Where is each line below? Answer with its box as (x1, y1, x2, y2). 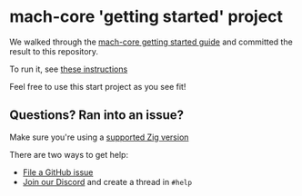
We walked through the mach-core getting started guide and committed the (9, 36, 293, 47)
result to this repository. (9, 45, 98, 56)
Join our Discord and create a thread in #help (22, 176, 193, 187)
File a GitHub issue (22, 166, 94, 178)
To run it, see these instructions (9, 64, 128, 74)
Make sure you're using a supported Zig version (9, 132, 189, 142)
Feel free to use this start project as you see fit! (9, 81, 186, 92)
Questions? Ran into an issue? (9, 107, 185, 123)
